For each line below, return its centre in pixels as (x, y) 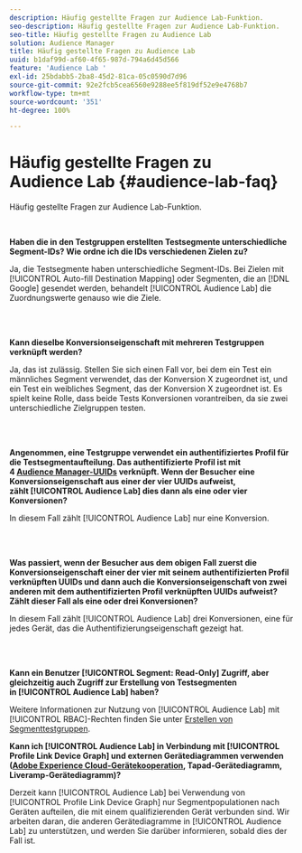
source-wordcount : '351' (56, 102)
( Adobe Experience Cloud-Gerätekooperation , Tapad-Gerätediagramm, (146, 765)
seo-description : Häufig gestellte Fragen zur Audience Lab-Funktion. (145, 26)
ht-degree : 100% (40, 110)
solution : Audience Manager (62, 43)
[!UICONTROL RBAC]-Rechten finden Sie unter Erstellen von (121, 719)
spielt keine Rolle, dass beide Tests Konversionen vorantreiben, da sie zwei (149, 398)
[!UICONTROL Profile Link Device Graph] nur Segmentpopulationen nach (145, 802)
